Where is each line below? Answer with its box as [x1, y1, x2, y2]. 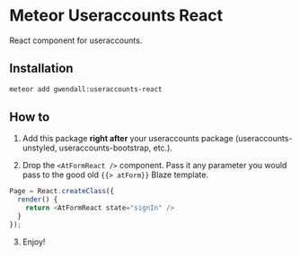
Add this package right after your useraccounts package [22, 133, 234, 144]
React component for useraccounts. [9, 35, 143, 46]
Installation [9, 61, 74, 76]
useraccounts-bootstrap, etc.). [58, 142, 173, 153]
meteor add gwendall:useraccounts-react [9, 84, 163, 94]
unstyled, [22, 142, 57, 153]
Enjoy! [22, 236, 46, 247]
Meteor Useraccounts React [9, 5, 224, 26]
